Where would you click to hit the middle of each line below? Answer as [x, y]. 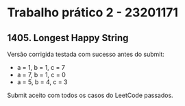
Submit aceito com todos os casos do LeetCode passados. [90, 95]
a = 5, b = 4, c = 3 [42, 82]
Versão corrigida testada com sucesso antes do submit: [86, 54]
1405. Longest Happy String [68, 38]
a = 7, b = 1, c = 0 [41, 75]
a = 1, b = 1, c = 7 [41, 67]
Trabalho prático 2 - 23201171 [93, 13]
